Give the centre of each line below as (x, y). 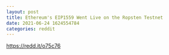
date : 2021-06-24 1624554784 (43, 23)
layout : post (23, 12)
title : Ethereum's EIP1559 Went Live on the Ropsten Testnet (85, 18)
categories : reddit (31, 29)
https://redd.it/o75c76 (33, 46)
